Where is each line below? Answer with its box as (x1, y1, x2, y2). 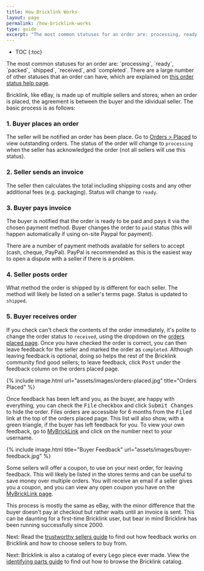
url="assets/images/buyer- (124, 445, 192, 453)
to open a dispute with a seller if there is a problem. (6, 255, 135, 263)
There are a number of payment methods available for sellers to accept (6, 242, 185, 250)
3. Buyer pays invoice (6, 204, 72, 212)
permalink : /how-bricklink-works (6, 20, 91, 26)
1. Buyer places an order (6, 119, 79, 128)
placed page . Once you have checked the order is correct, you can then (6, 339, 187, 346)
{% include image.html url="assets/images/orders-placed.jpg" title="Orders (6, 377, 197, 384)
